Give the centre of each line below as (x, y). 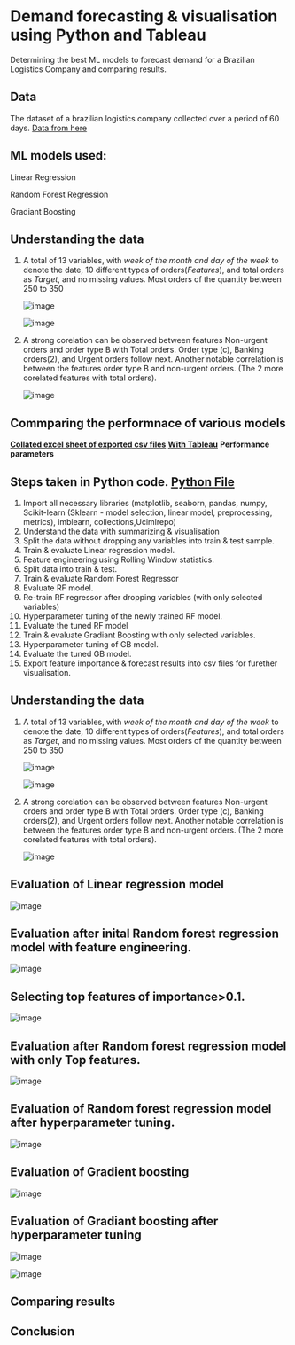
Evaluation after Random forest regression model (148, 1046)
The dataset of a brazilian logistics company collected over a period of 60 (145, 118)
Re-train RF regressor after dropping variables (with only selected (143, 597)
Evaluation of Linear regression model (117, 884)
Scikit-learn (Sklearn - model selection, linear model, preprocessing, (147, 512)
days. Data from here (49, 128)
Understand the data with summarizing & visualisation (121, 531)
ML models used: (58, 156)
